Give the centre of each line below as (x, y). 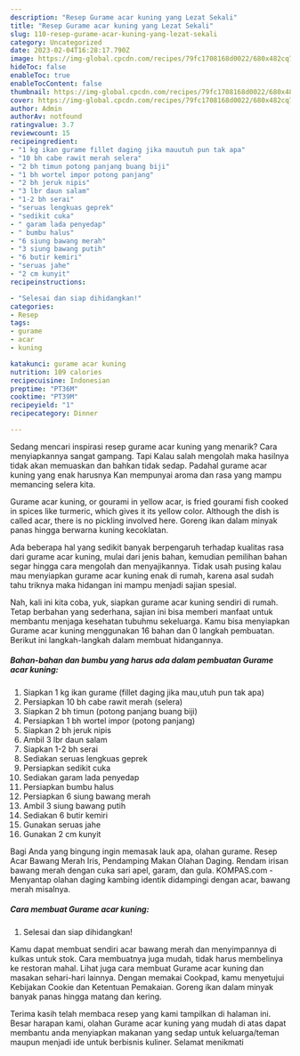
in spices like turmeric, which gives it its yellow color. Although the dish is (145, 511)
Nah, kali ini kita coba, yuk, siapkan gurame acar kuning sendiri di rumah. (144, 602)
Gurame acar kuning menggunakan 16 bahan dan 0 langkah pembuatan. (142, 630)
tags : (20, 323)
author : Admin (36, 109)
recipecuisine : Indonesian (60, 380)
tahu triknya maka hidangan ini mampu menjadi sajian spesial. (123, 584)
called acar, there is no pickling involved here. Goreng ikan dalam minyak (144, 520)
